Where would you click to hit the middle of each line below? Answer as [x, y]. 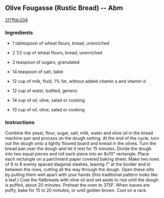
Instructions [20, 123]
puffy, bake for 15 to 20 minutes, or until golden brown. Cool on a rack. [76, 190]
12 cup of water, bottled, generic [45, 91]
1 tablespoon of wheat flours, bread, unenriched [60, 43]
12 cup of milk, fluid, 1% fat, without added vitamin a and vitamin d [79, 81]
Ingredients [19, 32]
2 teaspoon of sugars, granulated [46, 62]
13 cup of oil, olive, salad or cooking [48, 110]
